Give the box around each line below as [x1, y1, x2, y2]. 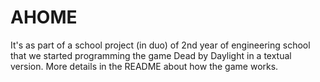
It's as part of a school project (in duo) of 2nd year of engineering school [10, 39, 311, 51]
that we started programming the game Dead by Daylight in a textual [10, 49, 292, 61]
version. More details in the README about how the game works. [10, 60, 279, 72]
